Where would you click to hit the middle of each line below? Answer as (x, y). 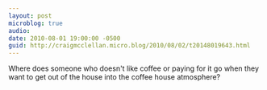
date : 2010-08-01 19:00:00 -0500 (65, 38)
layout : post (30, 16)
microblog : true (35, 23)
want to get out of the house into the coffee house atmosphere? (115, 77)
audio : (19, 31)
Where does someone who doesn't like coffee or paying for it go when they (134, 68)
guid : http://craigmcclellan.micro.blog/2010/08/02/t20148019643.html (129, 46)
